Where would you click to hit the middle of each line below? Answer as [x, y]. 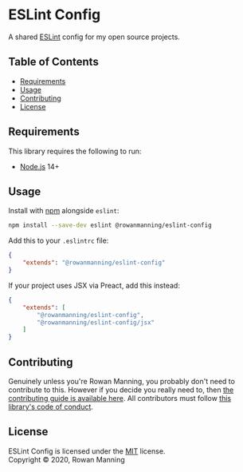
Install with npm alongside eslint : [64, 211]
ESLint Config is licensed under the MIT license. [87, 451]
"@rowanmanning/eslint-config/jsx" [96, 322]
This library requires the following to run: [75, 151]
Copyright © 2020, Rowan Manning [67, 459]
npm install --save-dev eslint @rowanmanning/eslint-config [110, 225]
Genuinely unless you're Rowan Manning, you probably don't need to [121, 381]
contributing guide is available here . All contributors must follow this [120, 398]
